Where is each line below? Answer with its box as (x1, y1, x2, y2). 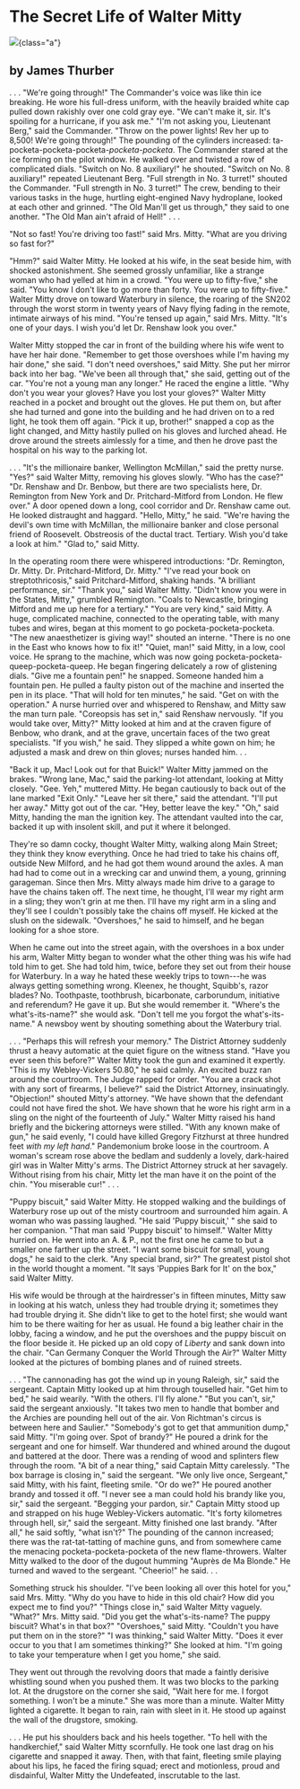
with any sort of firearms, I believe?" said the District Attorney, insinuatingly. (9, 1083, 289, 1094)
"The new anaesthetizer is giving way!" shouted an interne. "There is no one (9, 631, 291, 643)
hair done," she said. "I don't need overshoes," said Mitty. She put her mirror (9, 358, 291, 369)
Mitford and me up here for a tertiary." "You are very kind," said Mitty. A (9, 604, 272, 614)
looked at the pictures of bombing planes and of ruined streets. (9, 1356, 243, 1367)
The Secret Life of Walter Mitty (9, 6, 243, 27)
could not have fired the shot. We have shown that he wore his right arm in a (9, 1102, 291, 1113)
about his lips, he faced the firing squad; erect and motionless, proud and (9, 1760, 280, 1771)
